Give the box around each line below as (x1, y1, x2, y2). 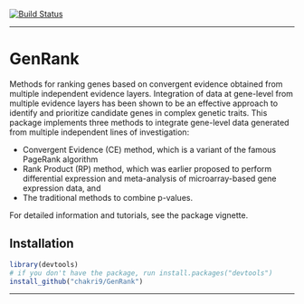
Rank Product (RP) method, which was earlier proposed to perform (22, 163, 272, 174)
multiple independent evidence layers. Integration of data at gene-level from (9, 88, 294, 99)
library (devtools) (9, 260, 79, 269)
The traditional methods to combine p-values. (22, 192, 193, 203)
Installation (9, 236, 74, 252)
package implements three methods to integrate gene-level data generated (9, 117, 290, 128)
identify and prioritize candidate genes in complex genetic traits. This (9, 107, 268, 118)
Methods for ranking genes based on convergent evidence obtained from (9, 78, 283, 90)
